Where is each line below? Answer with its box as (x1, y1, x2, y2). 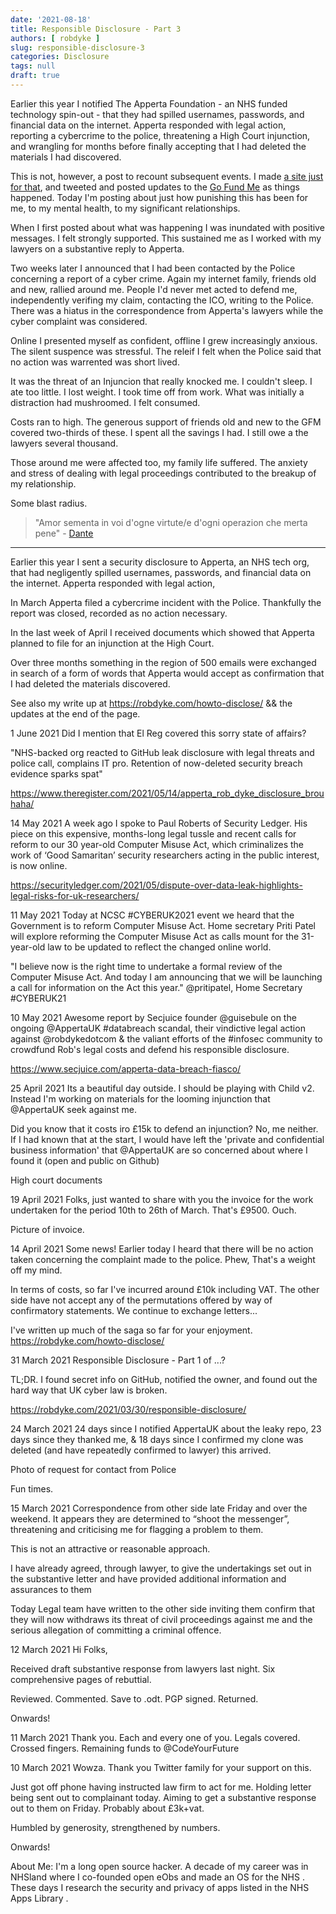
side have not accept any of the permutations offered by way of (10, 1294, 273, 1306)
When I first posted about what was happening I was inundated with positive (10, 221, 325, 233)
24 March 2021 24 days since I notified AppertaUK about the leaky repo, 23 (10, 1422, 322, 1435)
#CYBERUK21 (10, 992, 67, 1004)
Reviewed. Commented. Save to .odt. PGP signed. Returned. (10, 1692, 259, 1705)
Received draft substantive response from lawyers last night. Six (10, 1662, 276, 1675)
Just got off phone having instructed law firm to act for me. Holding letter (10, 1781, 312, 1793)
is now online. (10, 859, 68, 871)
